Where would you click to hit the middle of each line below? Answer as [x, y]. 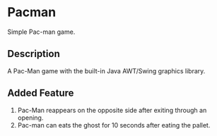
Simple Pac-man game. [41, 32]
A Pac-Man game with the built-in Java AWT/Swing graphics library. [106, 70]
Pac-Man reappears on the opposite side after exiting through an [112, 110]
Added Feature [41, 93]
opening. [30, 118]
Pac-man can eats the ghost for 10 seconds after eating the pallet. [114, 125]
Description [34, 54]
